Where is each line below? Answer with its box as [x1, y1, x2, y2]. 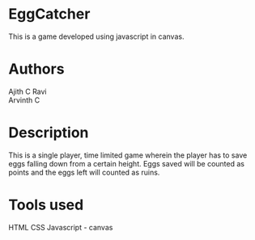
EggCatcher [8, 5, 91, 23]
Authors [8, 60, 65, 78]
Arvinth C [8, 95, 40, 105]
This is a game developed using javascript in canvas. [8, 32, 185, 41]
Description [8, 124, 89, 142]
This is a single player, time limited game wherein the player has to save [8, 150, 248, 160]
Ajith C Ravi [8, 86, 47, 96]
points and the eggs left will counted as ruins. [8, 167, 160, 177]
